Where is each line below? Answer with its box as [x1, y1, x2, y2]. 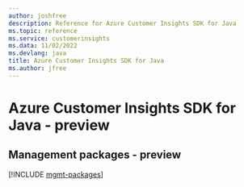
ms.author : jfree [8, 64, 67, 73]
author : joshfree [8, 11, 67, 20]
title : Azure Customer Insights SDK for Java [8, 57, 164, 65]
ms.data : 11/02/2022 [8, 42, 78, 50]
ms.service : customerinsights [8, 34, 111, 43]
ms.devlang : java [8, 49, 67, 57]
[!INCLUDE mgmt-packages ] [8, 169, 103, 179]
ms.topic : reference [8, 27, 78, 35]
